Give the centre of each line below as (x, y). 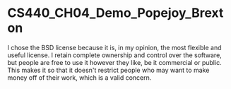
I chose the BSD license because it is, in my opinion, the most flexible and (114, 47)
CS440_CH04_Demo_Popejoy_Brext (115, 13)
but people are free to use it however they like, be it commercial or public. (114, 62)
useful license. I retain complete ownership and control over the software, (115, 55)
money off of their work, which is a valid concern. (79, 77)
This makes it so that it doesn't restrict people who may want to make (108, 70)
